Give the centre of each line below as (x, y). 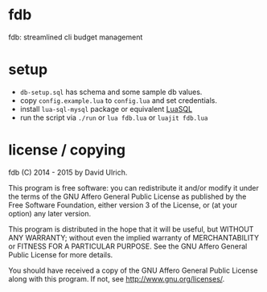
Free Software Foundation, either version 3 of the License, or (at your (123, 205)
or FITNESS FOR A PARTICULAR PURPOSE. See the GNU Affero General (128, 246)
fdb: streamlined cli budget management (76, 37)
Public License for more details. (61, 254)
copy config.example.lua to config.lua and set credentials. (118, 100)
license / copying (67, 150)
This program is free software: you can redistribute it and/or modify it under (133, 187)
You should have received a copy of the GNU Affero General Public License (133, 270)
